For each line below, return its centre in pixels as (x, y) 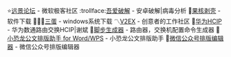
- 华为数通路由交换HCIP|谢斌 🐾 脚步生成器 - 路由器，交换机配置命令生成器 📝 (113, 30)
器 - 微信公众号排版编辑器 (44, 46)
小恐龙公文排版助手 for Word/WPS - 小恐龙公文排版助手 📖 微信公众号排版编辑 (115, 38)
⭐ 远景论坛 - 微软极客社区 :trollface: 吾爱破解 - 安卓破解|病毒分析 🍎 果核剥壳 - (114, 11)
